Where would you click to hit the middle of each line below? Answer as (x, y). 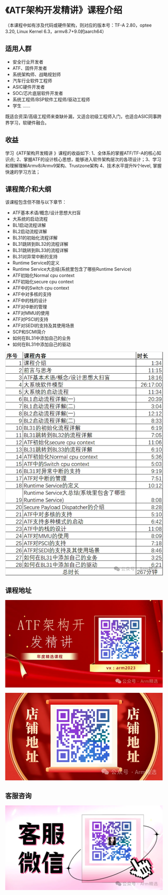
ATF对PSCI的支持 (30, 320)
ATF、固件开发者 (30, 68)
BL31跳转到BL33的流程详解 (40, 250)
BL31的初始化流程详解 (35, 238)
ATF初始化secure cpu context (43, 282)
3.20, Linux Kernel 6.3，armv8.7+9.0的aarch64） (56, 31)
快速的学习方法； (23, 172)
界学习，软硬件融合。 (27, 122)
